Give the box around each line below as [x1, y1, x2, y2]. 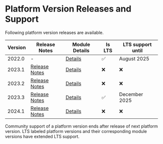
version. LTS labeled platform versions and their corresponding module [5, 128, 147, 134]
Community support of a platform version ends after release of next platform [5, 123, 158, 129]
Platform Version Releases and [5, 3, 132, 14]
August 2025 [119, 55, 149, 62]
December [119, 91, 143, 98]
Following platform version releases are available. [5, 29, 104, 35]
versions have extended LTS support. [5, 133, 80, 139]
